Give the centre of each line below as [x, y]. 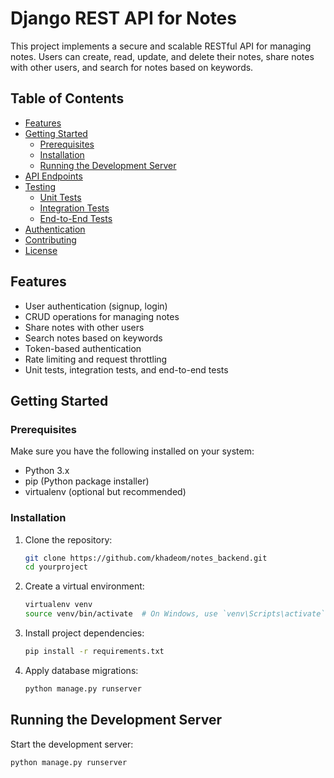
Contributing [50, 239]
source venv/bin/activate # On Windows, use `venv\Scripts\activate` [175, 614]
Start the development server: [72, 744]
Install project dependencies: [84, 633]
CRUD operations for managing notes [102, 316]
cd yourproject [56, 567]
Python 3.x [47, 471]
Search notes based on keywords [93, 338]
